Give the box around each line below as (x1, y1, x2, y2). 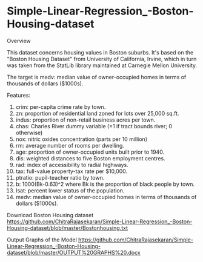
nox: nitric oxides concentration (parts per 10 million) (15, 135, 148, 143)
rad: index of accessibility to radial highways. (15, 161, 129, 168)
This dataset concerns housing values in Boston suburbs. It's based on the (7, 48, 194, 56)
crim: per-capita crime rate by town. (15, 103, 106, 110)
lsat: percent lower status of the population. (15, 186, 125, 194)
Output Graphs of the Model (7, 236, 78, 243)
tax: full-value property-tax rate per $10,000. (15, 168, 128, 175)
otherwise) (15, 129, 43, 136)
